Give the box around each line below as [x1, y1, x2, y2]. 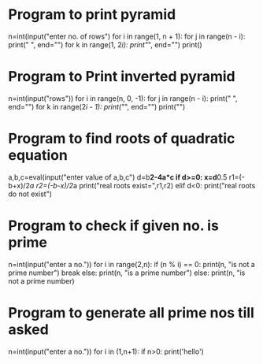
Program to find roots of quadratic [8, 130, 235, 147]
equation [8, 147, 69, 165]
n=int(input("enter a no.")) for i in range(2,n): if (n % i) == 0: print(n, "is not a [8, 259, 256, 269]
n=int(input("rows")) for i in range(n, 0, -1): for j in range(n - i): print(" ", [8, 93, 238, 103]
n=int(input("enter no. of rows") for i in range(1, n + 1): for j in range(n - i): [8, 32, 246, 41]
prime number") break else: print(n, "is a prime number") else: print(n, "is [8, 268, 246, 277]
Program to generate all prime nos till [8, 303, 254, 321]
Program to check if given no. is [8, 217, 219, 234]
